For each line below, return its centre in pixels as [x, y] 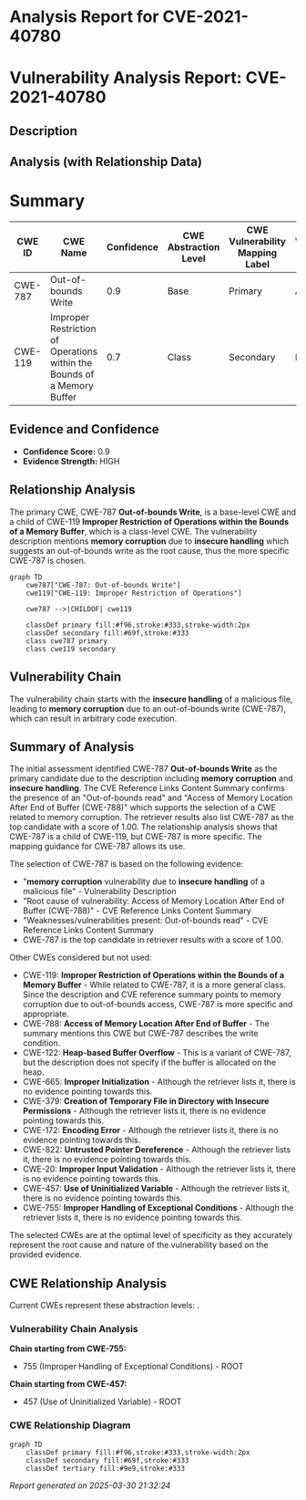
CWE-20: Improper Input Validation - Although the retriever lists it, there [159, 1169]
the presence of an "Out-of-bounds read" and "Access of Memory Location [151, 798]
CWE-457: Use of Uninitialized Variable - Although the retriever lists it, [156, 1189]
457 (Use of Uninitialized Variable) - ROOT [102, 1401]
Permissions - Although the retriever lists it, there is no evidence [144, 1111]
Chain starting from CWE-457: [68, 1384]
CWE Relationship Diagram [70, 1425]
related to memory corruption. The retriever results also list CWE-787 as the [152, 818]
